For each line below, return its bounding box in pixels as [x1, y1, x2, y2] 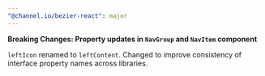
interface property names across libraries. [7, 58, 148, 68]
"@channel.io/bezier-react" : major [7, 11, 128, 20]
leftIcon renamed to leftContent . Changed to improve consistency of [7, 49, 242, 59]
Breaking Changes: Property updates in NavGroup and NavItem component [7, 34, 258, 44]
